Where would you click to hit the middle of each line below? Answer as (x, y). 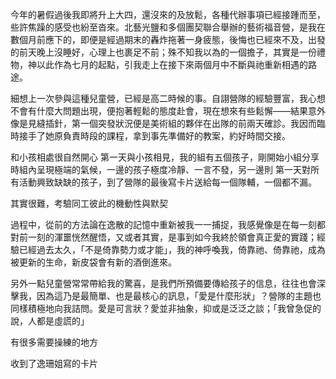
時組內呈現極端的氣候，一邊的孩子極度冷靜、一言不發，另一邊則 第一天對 (160, 169)
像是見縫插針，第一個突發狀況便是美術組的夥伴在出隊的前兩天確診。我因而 (163, 123)
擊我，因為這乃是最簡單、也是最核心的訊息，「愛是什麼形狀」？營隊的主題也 (166, 296)
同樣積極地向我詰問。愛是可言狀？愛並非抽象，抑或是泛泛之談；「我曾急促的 (166, 308)
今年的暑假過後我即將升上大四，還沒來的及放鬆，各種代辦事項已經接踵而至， (168, 14)
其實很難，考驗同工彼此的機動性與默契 (89, 203)
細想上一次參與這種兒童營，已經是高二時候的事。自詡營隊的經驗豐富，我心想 (168, 98)
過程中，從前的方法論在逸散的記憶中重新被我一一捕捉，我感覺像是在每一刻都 (168, 224)
